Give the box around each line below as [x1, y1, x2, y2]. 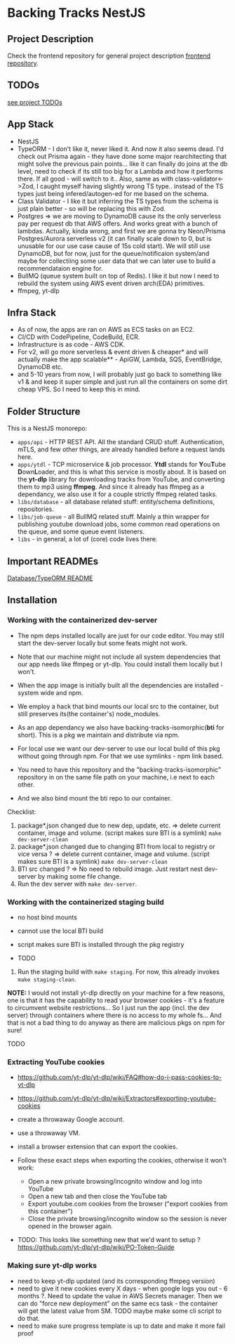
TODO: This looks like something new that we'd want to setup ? [17, 1236, 201, 1244]
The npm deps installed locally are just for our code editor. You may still [17, 631, 224, 640]
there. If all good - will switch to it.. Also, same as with [17, 174, 174, 183]
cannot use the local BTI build [17, 926, 104, 936]
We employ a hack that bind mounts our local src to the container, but [17, 702, 219, 711]
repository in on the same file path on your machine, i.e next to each [17, 773, 215, 781]
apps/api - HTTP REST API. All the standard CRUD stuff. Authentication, [17, 438, 224, 446]
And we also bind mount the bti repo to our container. [17, 794, 172, 802]
